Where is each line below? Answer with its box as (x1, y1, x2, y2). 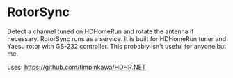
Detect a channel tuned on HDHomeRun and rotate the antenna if (7, 27, 194, 36)
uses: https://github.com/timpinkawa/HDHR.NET (7, 63, 146, 71)
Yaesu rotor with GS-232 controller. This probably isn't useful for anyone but (7, 42, 227, 50)
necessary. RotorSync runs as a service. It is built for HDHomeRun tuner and (7, 34, 227, 42)
